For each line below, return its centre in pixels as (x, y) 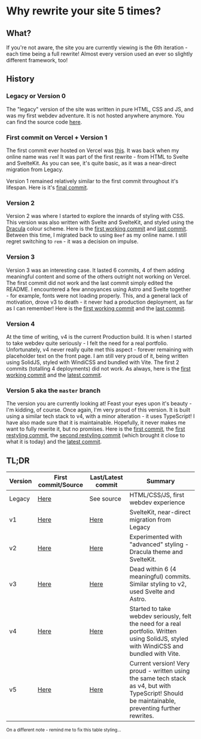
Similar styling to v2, (158, 584)
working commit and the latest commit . (54, 375)
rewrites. (142, 716)
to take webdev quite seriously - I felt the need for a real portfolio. (87, 343)
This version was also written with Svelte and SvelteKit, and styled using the (100, 222)
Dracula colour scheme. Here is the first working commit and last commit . (97, 229)
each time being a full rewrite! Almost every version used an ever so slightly (100, 54)
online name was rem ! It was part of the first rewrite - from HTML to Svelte (97, 156)
